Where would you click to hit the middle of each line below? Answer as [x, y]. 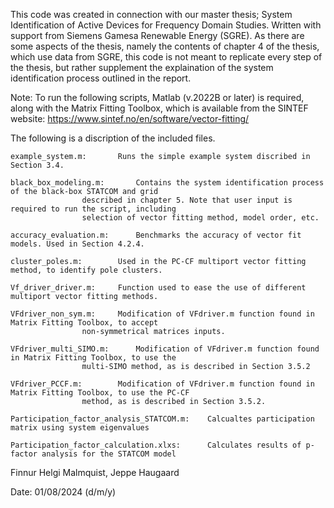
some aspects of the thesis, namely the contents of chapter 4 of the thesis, [165, 46]
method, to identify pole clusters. [86, 270]
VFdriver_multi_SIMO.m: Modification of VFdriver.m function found [165, 349]
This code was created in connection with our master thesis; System [151, 14]
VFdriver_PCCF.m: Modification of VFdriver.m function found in [162, 384]
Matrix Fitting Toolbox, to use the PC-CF [100, 393]
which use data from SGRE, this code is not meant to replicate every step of [166, 57]
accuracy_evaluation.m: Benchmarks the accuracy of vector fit [156, 235]
